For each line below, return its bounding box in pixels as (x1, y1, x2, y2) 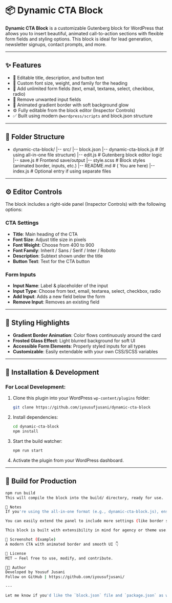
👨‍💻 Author (5, 565, 27, 570)
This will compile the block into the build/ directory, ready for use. (5, 495, 164, 500)
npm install (12, 429, 38, 434)
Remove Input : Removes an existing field (12, 298, 100, 305)
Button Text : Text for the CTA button (12, 258, 90, 264)
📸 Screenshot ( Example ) (5, 537, 56, 542)
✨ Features (5, 61, 41, 70)
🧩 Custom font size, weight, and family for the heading (12, 80, 128, 86)
